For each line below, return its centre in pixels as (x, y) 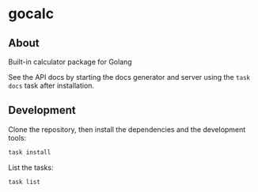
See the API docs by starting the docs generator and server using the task (129, 77)
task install (30, 152)
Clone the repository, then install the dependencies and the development (127, 129)
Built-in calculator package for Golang (70, 62)
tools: (17, 137)
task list (25, 182)
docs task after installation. (51, 85)
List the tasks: (31, 168)
